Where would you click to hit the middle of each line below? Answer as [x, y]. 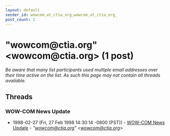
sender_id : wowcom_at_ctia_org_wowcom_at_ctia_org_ [61, 15]
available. [16, 81]
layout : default [22, 10]
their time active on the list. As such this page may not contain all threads [83, 75]
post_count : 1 [20, 19]
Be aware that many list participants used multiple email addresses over [82, 70]
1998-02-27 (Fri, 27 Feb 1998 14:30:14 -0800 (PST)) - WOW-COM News [89, 122]
